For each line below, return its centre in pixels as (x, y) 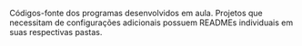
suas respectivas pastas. (56, 32)
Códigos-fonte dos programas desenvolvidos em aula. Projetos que (136, 13)
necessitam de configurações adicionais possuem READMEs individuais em (151, 23)
